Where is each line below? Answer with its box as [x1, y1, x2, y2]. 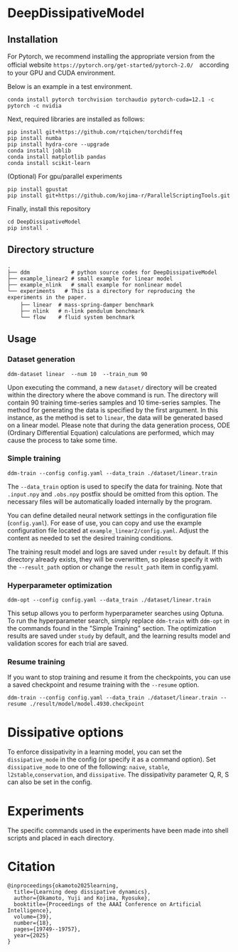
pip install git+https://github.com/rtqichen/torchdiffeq [7, 129, 183, 136]
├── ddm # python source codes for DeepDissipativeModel [7, 269, 218, 276]
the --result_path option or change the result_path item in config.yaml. [7, 562, 219, 571]
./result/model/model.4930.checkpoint [29, 700, 144, 708]
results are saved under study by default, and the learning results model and [7, 631, 231, 641]
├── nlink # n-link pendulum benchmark [20, 307, 144, 314]
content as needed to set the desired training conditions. [7, 533, 173, 542]
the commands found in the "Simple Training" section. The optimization [7, 624, 217, 633]
